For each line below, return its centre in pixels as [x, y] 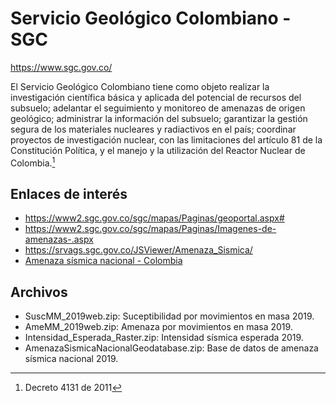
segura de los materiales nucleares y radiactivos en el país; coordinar [153, 129]
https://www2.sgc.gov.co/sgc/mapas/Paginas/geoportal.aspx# [154, 218]
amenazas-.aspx [59, 239]
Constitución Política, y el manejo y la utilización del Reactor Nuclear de [158, 150]
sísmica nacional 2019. [71, 359]
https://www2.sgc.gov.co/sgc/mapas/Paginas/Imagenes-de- [150, 229]
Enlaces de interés [69, 193]
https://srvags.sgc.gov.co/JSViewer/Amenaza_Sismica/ [138, 250]
